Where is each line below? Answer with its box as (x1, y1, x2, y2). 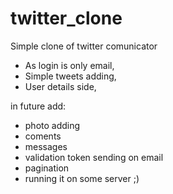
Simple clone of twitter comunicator (10, 40, 158, 52)
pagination (24, 162, 70, 174)
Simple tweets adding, (24, 70, 117, 82)
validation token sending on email (24, 151, 164, 163)
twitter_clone (10, 7, 123, 30)
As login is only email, (24, 59, 115, 71)
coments (24, 130, 62, 142)
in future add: (10, 100, 67, 112)
